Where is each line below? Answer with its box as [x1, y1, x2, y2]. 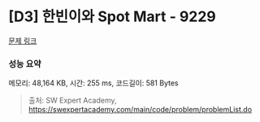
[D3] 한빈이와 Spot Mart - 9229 [8, 7, 217, 26]
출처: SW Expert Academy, [28, 95, 117, 106]
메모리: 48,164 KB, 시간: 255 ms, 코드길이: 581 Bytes [8, 78, 179, 88]
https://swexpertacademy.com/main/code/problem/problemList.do [28, 105, 253, 115]
